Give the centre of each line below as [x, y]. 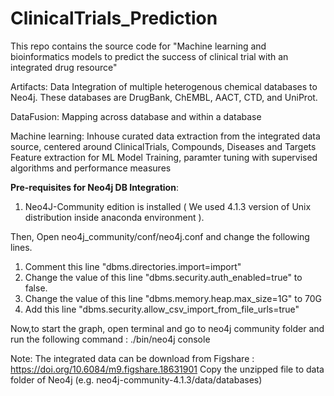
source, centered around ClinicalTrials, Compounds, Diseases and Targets [163, 146]
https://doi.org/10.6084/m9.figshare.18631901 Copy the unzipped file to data [167, 369]
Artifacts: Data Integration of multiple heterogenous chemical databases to [164, 86]
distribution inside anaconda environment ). [114, 217]
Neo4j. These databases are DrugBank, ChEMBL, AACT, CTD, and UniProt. [164, 97]
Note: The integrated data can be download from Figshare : [132, 358]
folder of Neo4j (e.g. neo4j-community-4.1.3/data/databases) [136, 379]
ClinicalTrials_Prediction [114, 18]
